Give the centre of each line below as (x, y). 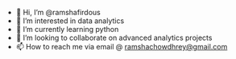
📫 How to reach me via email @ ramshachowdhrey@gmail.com (122, 47)
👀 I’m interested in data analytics (70, 21)
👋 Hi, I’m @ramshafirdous (58, 12)
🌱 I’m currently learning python (67, 29)
